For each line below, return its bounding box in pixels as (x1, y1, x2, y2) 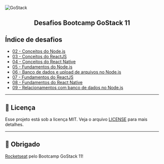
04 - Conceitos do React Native (12, 59, 76, 65)
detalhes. (5, 122, 24, 127)
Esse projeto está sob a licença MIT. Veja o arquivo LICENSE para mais (5, 117, 148, 123)
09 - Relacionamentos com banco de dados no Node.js (12, 85, 123, 91)
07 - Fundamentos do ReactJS (12, 74, 74, 80)
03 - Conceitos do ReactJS (12, 54, 67, 60)
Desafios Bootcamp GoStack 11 (34, 19, 130, 27)
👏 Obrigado (5, 140, 41, 148)
